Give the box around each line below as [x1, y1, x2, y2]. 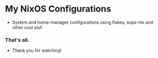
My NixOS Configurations [5, 3, 112, 14]
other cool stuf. [12, 24, 43, 30]
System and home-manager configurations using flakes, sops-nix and [12, 19, 153, 25]
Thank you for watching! [12, 47, 62, 54]
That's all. [5, 36, 29, 43]
